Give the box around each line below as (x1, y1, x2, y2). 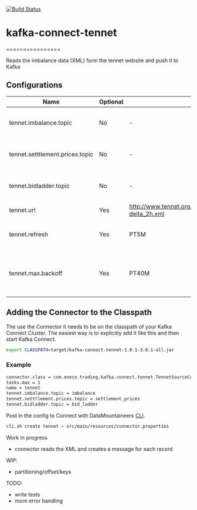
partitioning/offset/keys (14, 468, 72, 475)
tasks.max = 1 (6, 380, 41, 385)
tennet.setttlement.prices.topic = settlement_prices (6, 396, 141, 402)
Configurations (6, 80, 63, 90)
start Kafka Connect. (6, 335, 56, 343)
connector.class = (6, 374, 51, 380)
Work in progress (6, 434, 48, 441)
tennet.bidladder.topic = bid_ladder (6, 401, 98, 408)
